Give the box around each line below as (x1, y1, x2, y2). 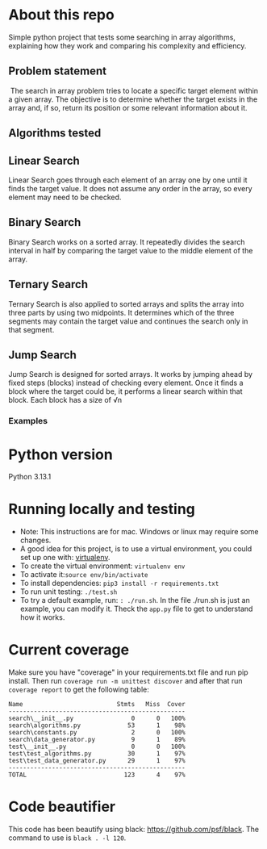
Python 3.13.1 (8, 472, 52, 482)
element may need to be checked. (8, 192, 122, 202)
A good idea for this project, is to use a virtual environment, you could (19, 544, 252, 554)
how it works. (19, 613, 65, 622)
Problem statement (8, 65, 107, 78)
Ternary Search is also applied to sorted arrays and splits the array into (8, 299, 244, 308)
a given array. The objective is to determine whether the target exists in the (8, 94, 258, 104)
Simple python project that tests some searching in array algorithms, (8, 32, 236, 42)
